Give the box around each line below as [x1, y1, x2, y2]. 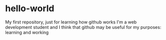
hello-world [5, 3, 55, 14]
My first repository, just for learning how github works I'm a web [5, 19, 137, 25]
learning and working [5, 29, 49, 35]
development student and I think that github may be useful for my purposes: [5, 24, 162, 30]
